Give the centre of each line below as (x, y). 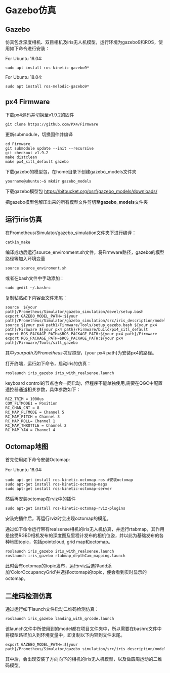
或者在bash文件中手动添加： (35, 278)
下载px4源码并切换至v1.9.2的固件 (40, 115)
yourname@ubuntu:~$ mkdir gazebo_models (49, 181)
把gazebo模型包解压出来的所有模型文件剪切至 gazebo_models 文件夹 (77, 202)
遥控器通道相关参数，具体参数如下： (43, 389)
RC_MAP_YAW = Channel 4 (30, 430)
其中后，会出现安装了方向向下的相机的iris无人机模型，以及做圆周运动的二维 (84, 659)
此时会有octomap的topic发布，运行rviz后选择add (56, 566)
